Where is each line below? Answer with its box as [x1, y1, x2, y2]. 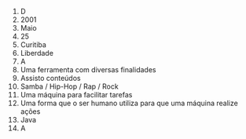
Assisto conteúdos [20, 74, 81, 82]
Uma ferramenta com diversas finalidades [20, 65, 156, 74]
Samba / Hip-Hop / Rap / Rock [20, 82, 119, 91]
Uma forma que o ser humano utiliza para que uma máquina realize [20, 98, 238, 108]
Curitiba [20, 40, 46, 49]
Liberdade [20, 49, 54, 57]
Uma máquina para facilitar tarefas [20, 90, 133, 99]
